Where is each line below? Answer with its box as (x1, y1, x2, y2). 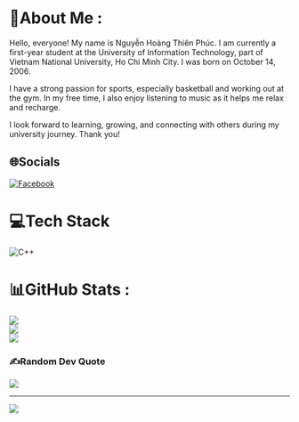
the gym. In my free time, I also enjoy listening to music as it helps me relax (9, 93, 285, 103)
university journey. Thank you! (9, 128, 120, 139)
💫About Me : (9, 8, 103, 28)
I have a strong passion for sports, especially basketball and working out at (9, 83, 285, 93)
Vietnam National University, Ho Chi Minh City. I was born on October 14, (9, 56, 276, 67)
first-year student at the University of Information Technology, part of (9, 46, 264, 57)
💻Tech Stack (9, 211, 110, 231)
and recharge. (9, 101, 61, 112)
